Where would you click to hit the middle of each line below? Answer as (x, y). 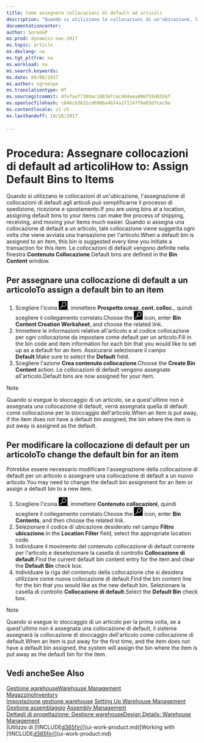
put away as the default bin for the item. (56, 654)
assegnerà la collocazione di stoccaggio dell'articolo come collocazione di (100, 635)
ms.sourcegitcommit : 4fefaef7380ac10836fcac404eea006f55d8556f (89, 97)
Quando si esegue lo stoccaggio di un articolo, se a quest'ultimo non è (95, 400)
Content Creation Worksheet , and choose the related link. (89, 324)
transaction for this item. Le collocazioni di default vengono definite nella (98, 248)
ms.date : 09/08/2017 (33, 77)
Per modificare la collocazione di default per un (98, 445)
